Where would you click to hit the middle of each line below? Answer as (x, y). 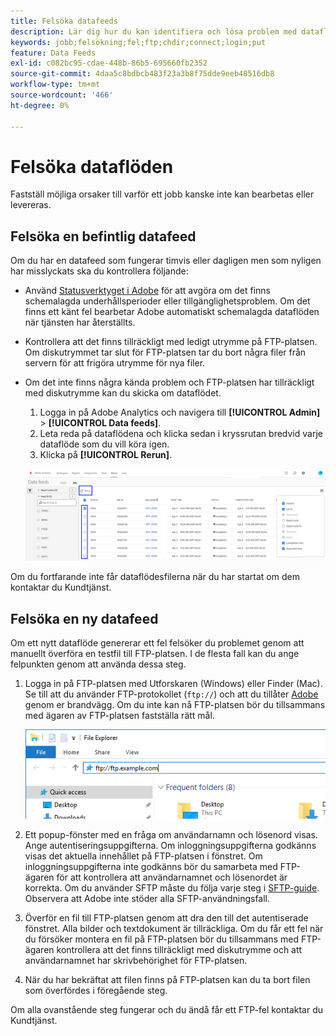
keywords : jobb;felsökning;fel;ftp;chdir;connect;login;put (138, 42)
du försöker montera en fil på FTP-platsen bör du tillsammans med (161, 939)
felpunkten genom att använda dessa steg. (98, 664)
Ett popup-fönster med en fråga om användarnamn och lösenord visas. (171, 835)
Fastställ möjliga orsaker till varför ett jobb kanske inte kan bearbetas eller (162, 194)
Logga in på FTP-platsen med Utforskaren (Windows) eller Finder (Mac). (173, 684)
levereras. (31, 205)
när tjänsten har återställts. (80, 322)
